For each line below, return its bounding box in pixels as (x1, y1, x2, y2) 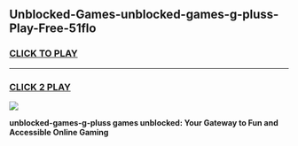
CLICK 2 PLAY (9, 81, 71, 93)
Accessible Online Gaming (9, 127, 109, 137)
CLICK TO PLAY (9, 48, 78, 60)
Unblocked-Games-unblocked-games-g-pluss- (9, 7, 279, 22)
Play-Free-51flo (9, 21, 97, 36)
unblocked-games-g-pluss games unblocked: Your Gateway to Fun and (9, 117, 279, 127)
